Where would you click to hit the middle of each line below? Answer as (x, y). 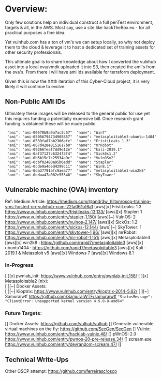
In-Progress (19, 265)
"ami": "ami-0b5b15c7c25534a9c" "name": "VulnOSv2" (61, 158)
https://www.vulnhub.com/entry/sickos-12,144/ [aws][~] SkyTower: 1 (73, 227)
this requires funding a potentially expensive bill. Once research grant (74, 118)
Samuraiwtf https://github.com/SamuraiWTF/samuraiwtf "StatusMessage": (79, 296)
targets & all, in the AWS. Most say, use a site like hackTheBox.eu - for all (78, 27)
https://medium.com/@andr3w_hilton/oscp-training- (99, 201)
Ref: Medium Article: (25, 201)
